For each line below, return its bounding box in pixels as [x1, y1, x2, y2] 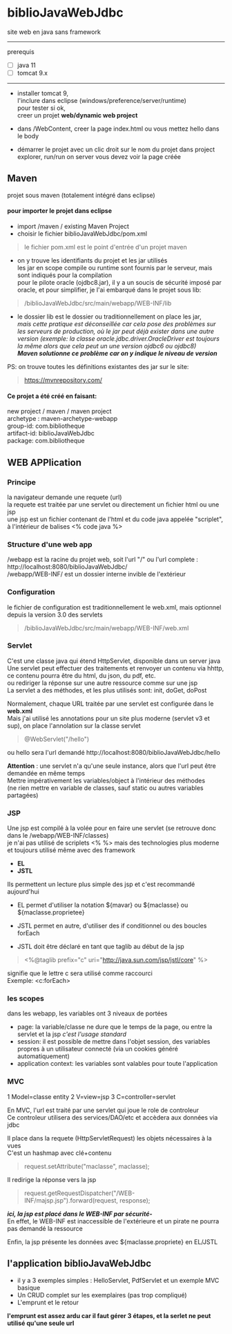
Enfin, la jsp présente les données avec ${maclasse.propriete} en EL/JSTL [7, 1237, 218, 1246]
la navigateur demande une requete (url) [7, 493, 122, 501]
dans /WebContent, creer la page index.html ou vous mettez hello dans [17, 124, 220, 133]
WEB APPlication [7, 456, 81, 468]
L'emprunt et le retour [17, 1298, 79, 1306]
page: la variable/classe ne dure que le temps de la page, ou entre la [17, 1023, 213, 1031]
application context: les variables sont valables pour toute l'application [17, 1060, 218, 1068]
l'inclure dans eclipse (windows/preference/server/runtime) [17, 97, 186, 105]
